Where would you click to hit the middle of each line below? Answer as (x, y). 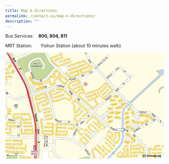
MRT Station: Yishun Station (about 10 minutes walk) (63, 46)
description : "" (22, 21)
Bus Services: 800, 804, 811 (36, 36)
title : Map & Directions (31, 11)
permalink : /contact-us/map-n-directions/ (50, 16)
